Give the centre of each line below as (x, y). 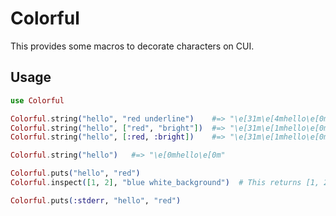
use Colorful (37, 100)
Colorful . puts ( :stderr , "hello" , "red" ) (96, 200)
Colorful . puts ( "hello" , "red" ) (75, 173)
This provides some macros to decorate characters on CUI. (132, 46)
